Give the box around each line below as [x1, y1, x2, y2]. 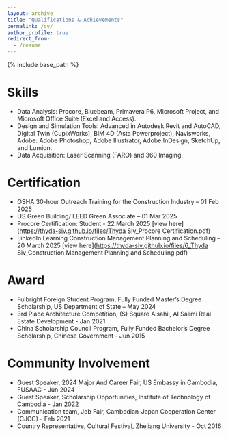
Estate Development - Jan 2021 [16, 316, 106, 325]
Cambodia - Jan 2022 [16, 400, 79, 408]
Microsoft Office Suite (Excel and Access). [16, 114, 137, 123]
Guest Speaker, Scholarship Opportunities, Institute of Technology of [16, 392, 211, 401]
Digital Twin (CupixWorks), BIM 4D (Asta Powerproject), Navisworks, [16, 129, 210, 137]
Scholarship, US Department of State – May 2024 [16, 302, 156, 310]
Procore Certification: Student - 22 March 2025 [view [16, 219, 168, 227]
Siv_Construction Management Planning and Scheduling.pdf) [16, 248, 188, 257]
